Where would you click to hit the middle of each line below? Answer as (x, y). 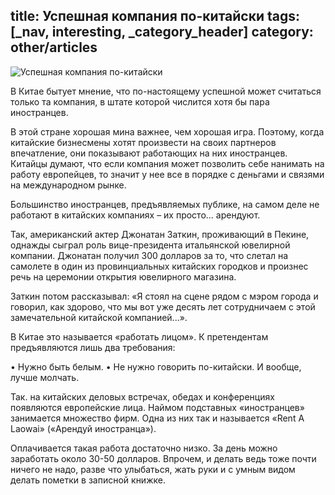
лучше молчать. (45, 377)
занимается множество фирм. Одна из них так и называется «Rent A (157, 418)
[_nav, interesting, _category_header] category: (162, 32)
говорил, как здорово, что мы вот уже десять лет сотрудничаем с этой (163, 306)
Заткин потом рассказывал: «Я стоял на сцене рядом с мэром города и (164, 296)
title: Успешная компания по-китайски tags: (155, 16)
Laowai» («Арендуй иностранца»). (83, 428)
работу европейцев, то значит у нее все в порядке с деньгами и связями (167, 174)
